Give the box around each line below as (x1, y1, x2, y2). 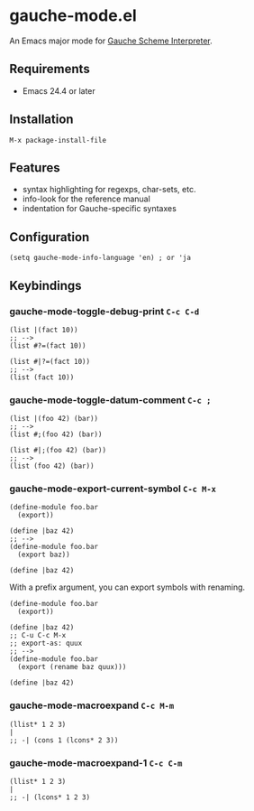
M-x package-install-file (9, 135, 106, 144)
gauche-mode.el (9, 5, 137, 26)
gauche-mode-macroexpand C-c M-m (9, 699, 175, 712)
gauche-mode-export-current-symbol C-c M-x (9, 482, 216, 495)
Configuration (9, 229, 90, 245)
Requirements (9, 61, 90, 77)
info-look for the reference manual (22, 193, 150, 204)
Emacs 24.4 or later (22, 85, 96, 96)
